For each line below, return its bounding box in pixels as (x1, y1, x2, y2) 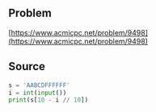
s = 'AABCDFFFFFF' (8, 81, 70, 89)
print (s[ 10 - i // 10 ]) (8, 96, 89, 104)
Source (8, 60, 46, 73)
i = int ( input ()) (8, 89, 67, 97)
